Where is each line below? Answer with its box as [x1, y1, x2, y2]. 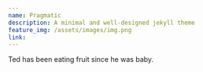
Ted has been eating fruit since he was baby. [8, 55, 154, 64]
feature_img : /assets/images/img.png [8, 26, 132, 34]
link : [8, 33, 26, 41]
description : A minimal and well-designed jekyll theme [8, 19, 195, 27]
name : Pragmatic [8, 11, 61, 20]
